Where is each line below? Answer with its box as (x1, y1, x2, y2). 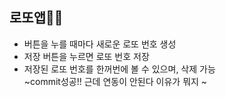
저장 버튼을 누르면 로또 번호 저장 (23, 50, 150, 62)
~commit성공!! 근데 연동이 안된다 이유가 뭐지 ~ (23, 75, 208, 87)
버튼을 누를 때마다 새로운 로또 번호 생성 (23, 38, 177, 50)
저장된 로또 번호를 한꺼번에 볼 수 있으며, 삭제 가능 (23, 63, 216, 75)
